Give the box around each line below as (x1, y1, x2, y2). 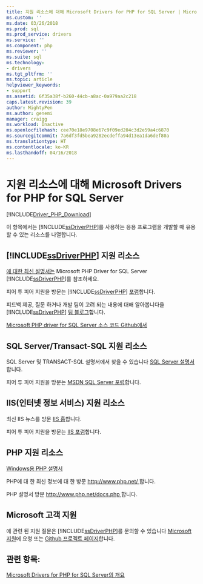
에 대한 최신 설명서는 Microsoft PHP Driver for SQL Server (6, 268, 147, 275)
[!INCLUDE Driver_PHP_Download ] (6, 211, 92, 218)
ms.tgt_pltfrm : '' (6, 71, 53, 77)
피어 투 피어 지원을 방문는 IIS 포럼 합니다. (6, 428, 102, 435)
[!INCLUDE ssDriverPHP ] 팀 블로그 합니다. (6, 308, 105, 316)
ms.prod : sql (6, 25, 39, 32)
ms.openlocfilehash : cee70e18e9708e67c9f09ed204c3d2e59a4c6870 (6, 127, 170, 133)
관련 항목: (6, 554, 41, 564)
